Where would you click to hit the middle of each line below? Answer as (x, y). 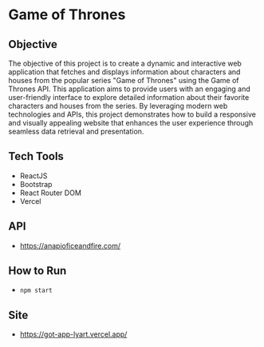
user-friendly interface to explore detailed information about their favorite (129, 97)
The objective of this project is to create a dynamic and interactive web (125, 63)
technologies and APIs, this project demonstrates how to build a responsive (132, 114)
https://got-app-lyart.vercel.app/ (73, 334)
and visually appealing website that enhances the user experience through (131, 123)
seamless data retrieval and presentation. (76, 131)
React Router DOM (51, 193)
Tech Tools (36, 156)
